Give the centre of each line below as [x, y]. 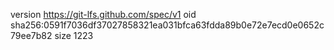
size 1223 [74, 35]
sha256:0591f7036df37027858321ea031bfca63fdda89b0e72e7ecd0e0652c [167, 25]
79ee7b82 [31, 35]
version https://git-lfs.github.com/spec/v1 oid [103, 14]
